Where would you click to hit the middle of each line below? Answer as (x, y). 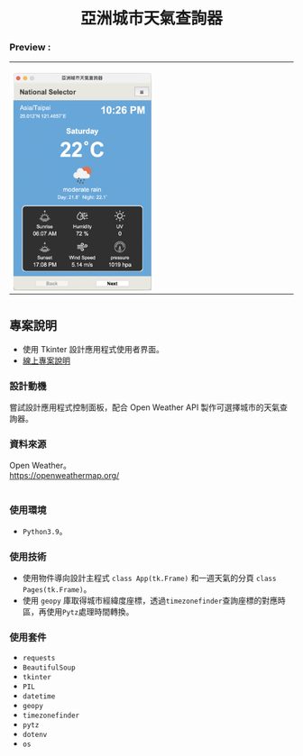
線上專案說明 (46, 360)
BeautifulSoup (49, 668)
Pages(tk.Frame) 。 (57, 589)
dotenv (35, 735)
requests (39, 659)
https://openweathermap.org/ (64, 476)
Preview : (30, 48)
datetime (39, 697)
